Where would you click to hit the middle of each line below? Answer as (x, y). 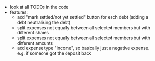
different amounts (35, 43)
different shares (33, 33)
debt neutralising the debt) (44, 22)
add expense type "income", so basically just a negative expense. (83, 48)
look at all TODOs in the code (39, 7)
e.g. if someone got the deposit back (54, 53)
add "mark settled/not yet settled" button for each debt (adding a (83, 17)
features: (19, 12)
